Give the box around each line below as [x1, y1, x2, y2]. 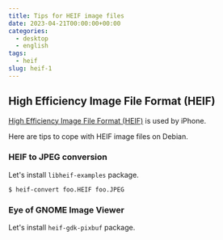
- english [15, 42, 48, 50]
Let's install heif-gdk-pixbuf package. [8, 223, 136, 233]
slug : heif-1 [8, 65, 53, 73]
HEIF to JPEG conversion [8, 151, 107, 162]
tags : [8, 49, 27, 57]
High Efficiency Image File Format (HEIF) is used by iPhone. [8, 116, 207, 125]
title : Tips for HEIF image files [8, 11, 125, 20]
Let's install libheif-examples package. [8, 170, 139, 179]
